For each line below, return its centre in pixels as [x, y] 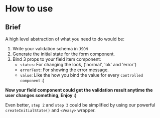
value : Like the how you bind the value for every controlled [82, 75]
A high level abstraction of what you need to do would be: [65, 39]
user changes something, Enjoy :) [41, 95]
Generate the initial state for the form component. [64, 54]
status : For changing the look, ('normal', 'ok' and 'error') [78, 64]
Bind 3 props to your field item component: [57, 59]
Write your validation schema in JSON [50, 49]
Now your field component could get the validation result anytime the [79, 90]
